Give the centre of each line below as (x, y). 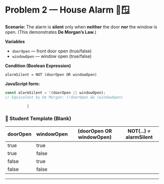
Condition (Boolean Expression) (38, 66)
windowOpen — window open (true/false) (52, 56)
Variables (15, 41)
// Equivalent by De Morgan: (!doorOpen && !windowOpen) (64, 97)
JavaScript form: (22, 84)
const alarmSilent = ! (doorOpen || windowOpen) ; (55, 92)
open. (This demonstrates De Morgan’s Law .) (51, 32)
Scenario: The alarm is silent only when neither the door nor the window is (81, 27)
